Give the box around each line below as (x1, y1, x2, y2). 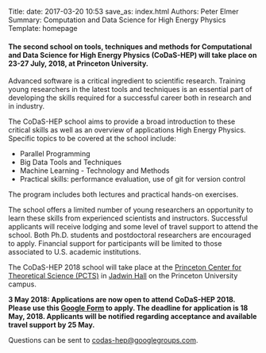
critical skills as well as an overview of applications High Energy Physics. (8, 125, 246, 135)
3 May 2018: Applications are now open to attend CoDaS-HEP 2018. (8, 295, 236, 305)
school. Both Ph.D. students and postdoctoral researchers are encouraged (8, 230, 252, 240)
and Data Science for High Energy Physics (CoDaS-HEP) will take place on (8, 50, 257, 59)
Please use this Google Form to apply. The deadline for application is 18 (8, 303, 249, 313)
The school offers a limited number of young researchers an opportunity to (8, 205, 253, 215)
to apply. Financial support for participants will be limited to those (8, 239, 222, 248)
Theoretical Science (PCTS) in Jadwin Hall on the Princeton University (8, 271, 238, 281)
